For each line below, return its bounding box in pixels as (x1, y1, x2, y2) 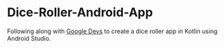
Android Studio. (7, 34, 51, 42)
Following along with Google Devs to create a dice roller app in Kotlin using (7, 27, 218, 35)
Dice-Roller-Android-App (7, 5, 154, 20)
